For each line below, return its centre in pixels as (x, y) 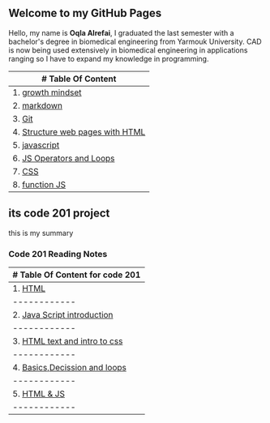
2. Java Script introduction (63, 314)
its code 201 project (59, 214)
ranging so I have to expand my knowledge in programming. (109, 58)
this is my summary (41, 233)
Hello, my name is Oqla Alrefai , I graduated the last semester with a (121, 32)
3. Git (23, 118)
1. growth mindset (47, 92)
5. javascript (36, 145)
